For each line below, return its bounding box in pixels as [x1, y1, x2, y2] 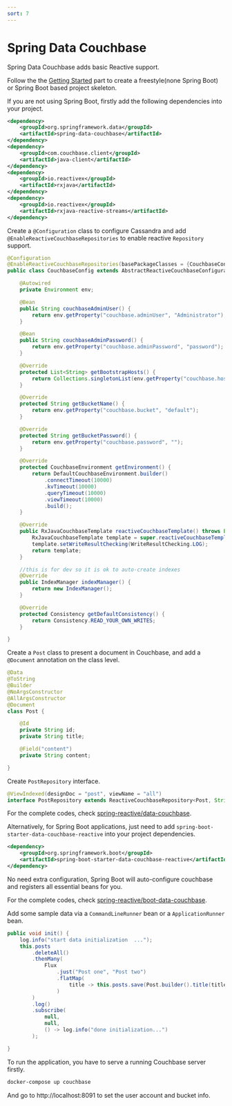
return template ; [32, 547, 81, 554]
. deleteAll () [32, 949, 70, 956]
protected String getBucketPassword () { [19, 432, 137, 439]
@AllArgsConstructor [7, 695, 67, 702]
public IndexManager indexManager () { [19, 579, 131, 586]
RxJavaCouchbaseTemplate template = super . [32, 534, 159, 541]
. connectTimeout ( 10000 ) [43, 477, 113, 484]
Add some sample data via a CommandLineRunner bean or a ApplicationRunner [7, 909, 225, 917]
